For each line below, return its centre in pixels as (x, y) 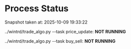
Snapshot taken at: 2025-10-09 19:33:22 (46, 22)
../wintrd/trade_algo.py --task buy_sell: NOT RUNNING (60, 41)
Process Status (37, 9)
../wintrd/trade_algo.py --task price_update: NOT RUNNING (65, 31)
